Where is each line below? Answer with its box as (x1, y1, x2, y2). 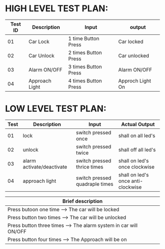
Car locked (118, 38, 143, 45)
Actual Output (121, 121, 155, 127)
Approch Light (118, 77, 151, 84)
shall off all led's (118, 146, 156, 153)
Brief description (62, 198, 103, 204)
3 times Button (68, 63, 102, 70)
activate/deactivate (23, 163, 67, 170)
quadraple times (76, 180, 114, 187)
